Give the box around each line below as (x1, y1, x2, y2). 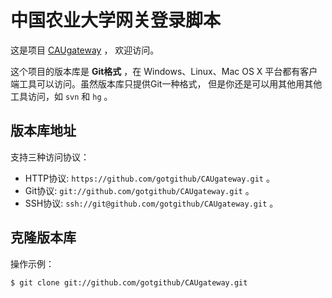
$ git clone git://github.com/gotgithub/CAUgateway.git (10, 277, 248, 288)
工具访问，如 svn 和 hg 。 (10, 90, 113, 102)
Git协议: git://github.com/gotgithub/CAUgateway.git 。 (24, 184, 255, 196)
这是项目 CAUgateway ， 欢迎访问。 (10, 44, 160, 56)
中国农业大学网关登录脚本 (10, 9, 222, 32)
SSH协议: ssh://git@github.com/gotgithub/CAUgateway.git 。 (24, 197, 279, 209)
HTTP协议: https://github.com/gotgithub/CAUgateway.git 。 (24, 172, 275, 184)
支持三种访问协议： (10, 151, 90, 163)
